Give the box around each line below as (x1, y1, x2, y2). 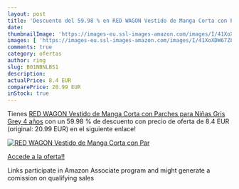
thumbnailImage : (7, 30, 55, 38)
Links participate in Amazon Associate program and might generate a (7, 166, 211, 175)
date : (7, 24, 23, 31)
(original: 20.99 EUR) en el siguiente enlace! (7, 125, 137, 133)
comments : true (7, 44, 53, 51)
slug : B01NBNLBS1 (7, 63, 59, 71)
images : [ (7, 37, 37, 44)
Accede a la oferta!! (7, 153, 65, 161)
